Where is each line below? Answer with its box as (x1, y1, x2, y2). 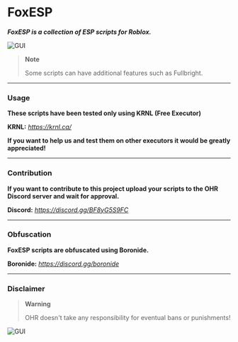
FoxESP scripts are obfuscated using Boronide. (7, 245, 149, 254)
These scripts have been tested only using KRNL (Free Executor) (7, 109, 202, 117)
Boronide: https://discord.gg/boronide (7, 259, 120, 268)
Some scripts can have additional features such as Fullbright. (24, 69, 203, 77)
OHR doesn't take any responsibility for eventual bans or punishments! (24, 314, 231, 322)
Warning (24, 300, 51, 308)
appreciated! (7, 144, 46, 153)
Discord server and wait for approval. (7, 191, 120, 200)
